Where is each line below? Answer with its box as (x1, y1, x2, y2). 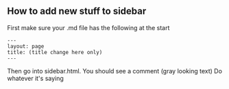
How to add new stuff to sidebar (7, 5, 147, 17)
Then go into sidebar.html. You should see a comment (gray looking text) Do (7, 66, 223, 75)
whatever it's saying (7, 74, 64, 82)
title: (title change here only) (7, 49, 103, 55)
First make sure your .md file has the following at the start (7, 23, 170, 31)
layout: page (7, 42, 45, 50)
